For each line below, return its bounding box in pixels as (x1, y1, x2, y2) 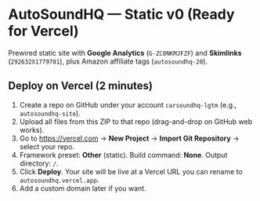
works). (19, 125, 45, 134)
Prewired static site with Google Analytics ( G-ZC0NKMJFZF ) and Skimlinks (8, 48, 242, 57)
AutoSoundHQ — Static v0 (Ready (8, 5, 235, 24)
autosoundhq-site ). (19, 108, 81, 118)
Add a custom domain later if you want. (19, 183, 146, 193)
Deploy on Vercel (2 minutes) (8, 79, 153, 93)
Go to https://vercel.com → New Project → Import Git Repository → (19, 133, 240, 143)
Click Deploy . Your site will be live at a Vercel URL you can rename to (19, 166, 243, 176)
